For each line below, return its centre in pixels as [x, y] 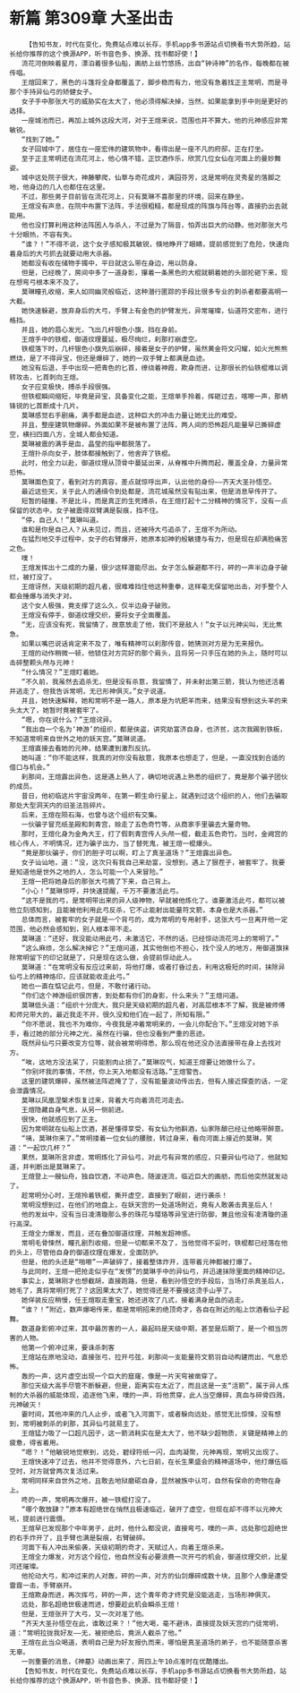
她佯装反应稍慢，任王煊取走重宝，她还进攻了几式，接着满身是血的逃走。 [134, 1300]
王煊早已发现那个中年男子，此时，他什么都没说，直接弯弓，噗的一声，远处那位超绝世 [154, 1528]
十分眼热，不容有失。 [43, 235]
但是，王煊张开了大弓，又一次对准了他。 [85, 1614]
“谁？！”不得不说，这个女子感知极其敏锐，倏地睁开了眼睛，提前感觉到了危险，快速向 [155, 244]
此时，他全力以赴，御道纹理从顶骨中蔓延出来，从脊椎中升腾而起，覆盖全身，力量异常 [154, 463]
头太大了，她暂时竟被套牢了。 [56, 710]
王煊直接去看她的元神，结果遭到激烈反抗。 [88, 748]
